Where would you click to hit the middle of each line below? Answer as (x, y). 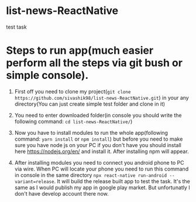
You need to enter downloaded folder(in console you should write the (98, 115)
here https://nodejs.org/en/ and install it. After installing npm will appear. (102, 151)
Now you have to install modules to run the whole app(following (91, 133)
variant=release (34, 182)
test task (17, 27)
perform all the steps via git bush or (94, 63)
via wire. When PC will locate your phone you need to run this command (102, 169)
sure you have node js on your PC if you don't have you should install (98, 145)
